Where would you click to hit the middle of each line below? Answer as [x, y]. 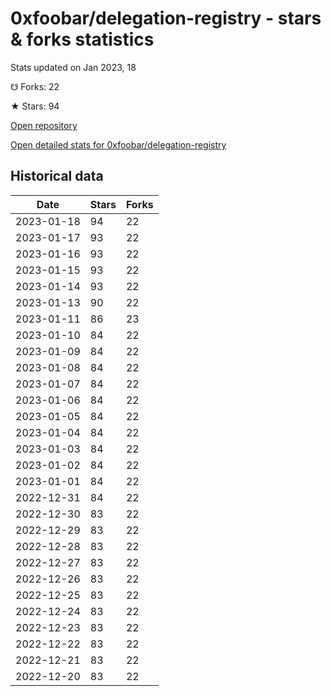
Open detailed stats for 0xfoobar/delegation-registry [118, 144]
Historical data [57, 176]
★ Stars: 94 [35, 106]
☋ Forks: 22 [35, 86]
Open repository [44, 125]
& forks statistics [82, 39]
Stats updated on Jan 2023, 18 [73, 67]
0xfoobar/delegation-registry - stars [166, 18]
